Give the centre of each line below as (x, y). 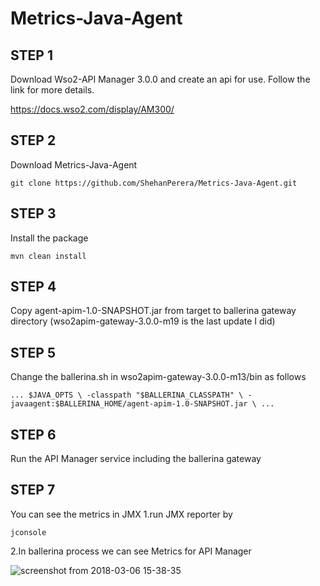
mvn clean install (48, 256)
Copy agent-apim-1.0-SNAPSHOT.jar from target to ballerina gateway (153, 311)
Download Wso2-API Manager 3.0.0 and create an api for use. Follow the (160, 79)
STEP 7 (33, 490)
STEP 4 (33, 287)
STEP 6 (33, 434)
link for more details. (52, 90)
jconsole (28, 532)
